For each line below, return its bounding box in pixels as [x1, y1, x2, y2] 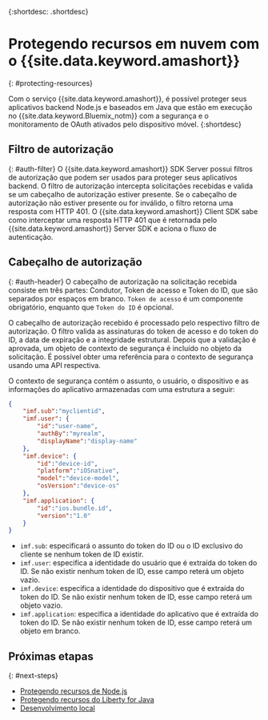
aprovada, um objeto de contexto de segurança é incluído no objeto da [8, 343, 242, 353]
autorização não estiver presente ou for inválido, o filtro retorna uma [8, 198, 234, 208]
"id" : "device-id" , [37, 459, 98, 467]
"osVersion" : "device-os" [37, 482, 120, 490]
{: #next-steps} [8, 671, 58, 681]
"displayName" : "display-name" [37, 437, 138, 445]
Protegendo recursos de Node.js [19, 686, 128, 696]
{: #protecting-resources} [8, 78, 94, 87]
